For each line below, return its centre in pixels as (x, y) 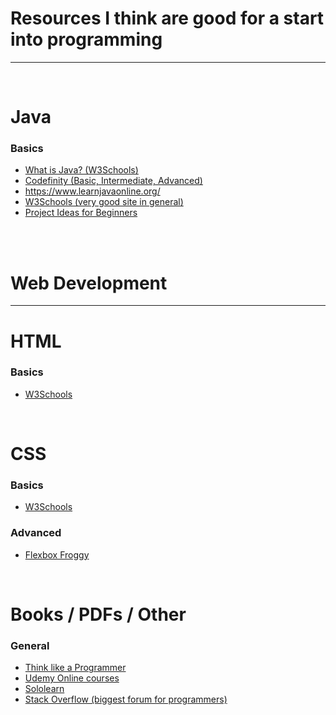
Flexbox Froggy (57, 554)
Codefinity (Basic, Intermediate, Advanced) (113, 181)
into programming (86, 39)
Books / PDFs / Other (98, 614)
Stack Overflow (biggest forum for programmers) (126, 699)
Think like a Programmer (75, 668)
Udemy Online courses (72, 678)
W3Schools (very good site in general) (104, 202)
